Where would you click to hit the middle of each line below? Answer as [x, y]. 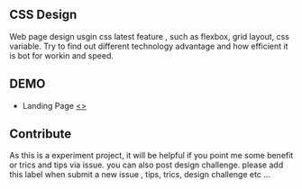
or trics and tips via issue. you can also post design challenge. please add [146, 165]
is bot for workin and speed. [62, 55]
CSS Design [43, 15]
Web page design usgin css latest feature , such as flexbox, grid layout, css [150, 36]
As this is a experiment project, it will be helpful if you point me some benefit [151, 156]
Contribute [41, 134]
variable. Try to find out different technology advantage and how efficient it [149, 46]
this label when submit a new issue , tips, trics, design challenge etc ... [140, 175]
